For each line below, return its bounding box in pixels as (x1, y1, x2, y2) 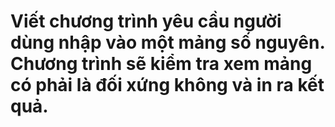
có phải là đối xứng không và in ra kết (10, 74, 325, 97)
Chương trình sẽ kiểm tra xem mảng (10, 53, 313, 75)
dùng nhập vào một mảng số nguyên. (10, 31, 325, 54)
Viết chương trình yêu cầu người (10, 10, 282, 33)
